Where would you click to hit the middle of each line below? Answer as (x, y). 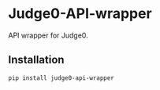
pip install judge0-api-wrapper (61, 78)
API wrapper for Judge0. (48, 35)
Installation (36, 60)
